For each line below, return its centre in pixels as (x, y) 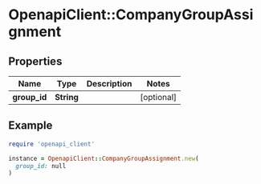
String (67, 97)
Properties (35, 61)
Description (109, 84)
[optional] (159, 97)
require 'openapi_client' (51, 144)
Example (31, 126)
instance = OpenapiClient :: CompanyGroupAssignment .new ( (104, 158)
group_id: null (41, 166)
